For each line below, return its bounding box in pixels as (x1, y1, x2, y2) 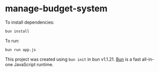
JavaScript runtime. (14, 61, 54, 67)
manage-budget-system (5, 3, 108, 14)
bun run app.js (5, 47, 36, 52)
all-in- (142, 56, 155, 62)
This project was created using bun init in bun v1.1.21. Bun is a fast (5, 56, 141, 62)
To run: (5, 37, 20, 43)
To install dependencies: (5, 19, 55, 25)
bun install (5, 29, 29, 34)
